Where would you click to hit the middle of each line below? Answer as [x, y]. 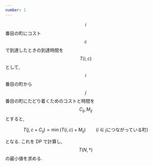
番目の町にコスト [23, 33]
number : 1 [16, 10]
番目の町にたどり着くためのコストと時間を [50, 101]
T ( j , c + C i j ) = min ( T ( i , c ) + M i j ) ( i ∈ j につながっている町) [86, 131]
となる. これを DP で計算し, [34, 141]
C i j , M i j [86, 110]
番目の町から [19, 84]
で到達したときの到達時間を [34, 50]
